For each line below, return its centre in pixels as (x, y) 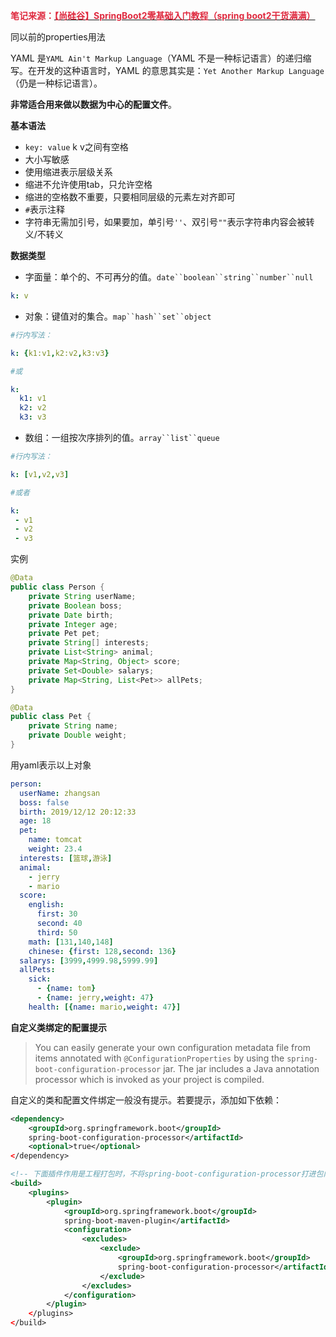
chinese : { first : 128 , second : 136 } (102, 951)
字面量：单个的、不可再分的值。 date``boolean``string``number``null (169, 277)
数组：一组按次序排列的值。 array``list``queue (122, 437)
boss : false (44, 802)
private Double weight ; (78, 735)
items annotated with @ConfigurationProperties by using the (159, 1058)
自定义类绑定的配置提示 (58, 1027)
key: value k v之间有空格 (76, 147)
